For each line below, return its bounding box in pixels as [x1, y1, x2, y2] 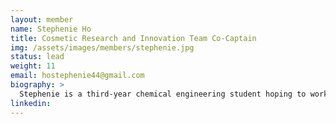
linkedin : [10, 98, 52, 108]
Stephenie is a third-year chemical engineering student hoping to [19, 89, 307, 99]
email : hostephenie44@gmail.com [10, 71, 145, 81]
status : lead [10, 52, 65, 62]
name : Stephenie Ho [10, 24, 92, 34]
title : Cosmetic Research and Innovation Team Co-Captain [10, 33, 257, 43]
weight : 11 [10, 61, 56, 71]
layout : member [10, 14, 74, 25]
